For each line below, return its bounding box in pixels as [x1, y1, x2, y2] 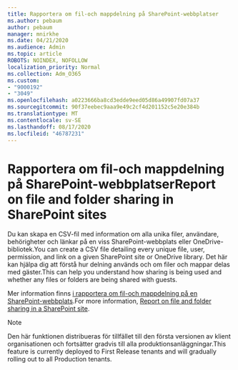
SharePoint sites [7, 206, 107, 222]
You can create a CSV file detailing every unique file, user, [34, 245, 205, 254]
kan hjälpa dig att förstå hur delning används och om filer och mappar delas [7, 260, 231, 269]
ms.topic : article [7, 51, 62, 58]
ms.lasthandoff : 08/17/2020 [7, 123, 91, 131]
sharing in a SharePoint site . [7, 304, 90, 313]
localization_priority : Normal [7, 64, 101, 71]
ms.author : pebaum [7, 17, 62, 24]
